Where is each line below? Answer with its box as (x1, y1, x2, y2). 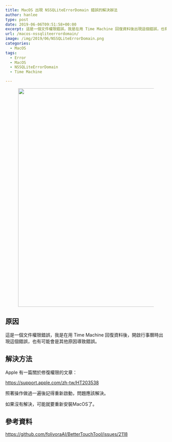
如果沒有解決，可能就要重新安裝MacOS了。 (5, 401, 97, 407)
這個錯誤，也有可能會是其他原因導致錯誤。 (9, 338, 100, 344)
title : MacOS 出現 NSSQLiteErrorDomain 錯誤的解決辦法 (5, 7, 118, 13)
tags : (5, 50, 17, 55)
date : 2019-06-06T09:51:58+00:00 (5, 22, 77, 27)
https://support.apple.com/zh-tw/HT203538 (5, 380, 99, 386)
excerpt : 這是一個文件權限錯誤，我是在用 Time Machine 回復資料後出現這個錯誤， (5, 27, 161, 32)
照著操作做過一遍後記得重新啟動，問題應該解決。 (5, 390, 109, 396)
